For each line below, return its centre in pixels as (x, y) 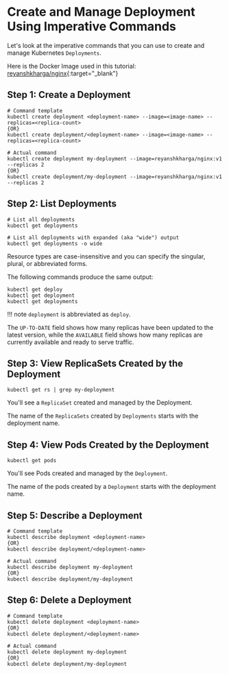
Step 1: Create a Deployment (69, 95)
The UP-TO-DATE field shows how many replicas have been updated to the (110, 327)
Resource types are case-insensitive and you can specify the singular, (106, 256)
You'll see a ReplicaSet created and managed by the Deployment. (100, 402)
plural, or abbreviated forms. (47, 263)
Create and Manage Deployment (101, 12)
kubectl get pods (32, 461)
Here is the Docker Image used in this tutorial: (72, 66)
